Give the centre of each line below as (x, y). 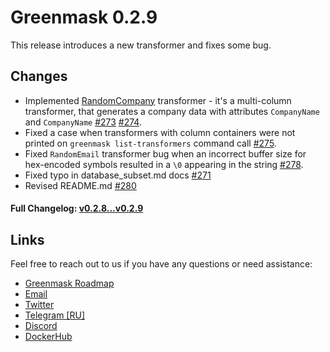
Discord (41, 326)
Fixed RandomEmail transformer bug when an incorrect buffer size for (165, 153)
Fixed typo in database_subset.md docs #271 (118, 175)
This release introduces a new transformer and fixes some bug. (141, 45)
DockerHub (48, 337)
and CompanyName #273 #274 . (83, 122)
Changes (39, 76)
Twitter (39, 305)
